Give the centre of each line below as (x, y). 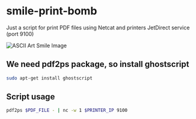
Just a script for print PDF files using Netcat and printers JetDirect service (98, 28)
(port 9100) (20, 33)
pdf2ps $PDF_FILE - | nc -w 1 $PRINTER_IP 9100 (67, 111)
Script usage (31, 97)
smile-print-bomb (52, 11)
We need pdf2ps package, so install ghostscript (98, 64)
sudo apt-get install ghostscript (50, 78)
